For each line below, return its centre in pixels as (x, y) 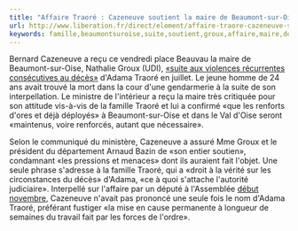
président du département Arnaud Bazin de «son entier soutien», (128, 151)
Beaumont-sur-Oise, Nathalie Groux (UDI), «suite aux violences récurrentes (147, 68)
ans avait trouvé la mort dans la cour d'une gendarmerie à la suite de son (143, 87)
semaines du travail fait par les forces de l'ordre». (100, 217)
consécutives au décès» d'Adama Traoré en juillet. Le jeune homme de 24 (145, 78)
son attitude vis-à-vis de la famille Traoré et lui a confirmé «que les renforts (147, 106)
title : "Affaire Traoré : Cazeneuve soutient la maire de (118, 17)
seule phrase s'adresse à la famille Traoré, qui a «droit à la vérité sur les (141, 170)
